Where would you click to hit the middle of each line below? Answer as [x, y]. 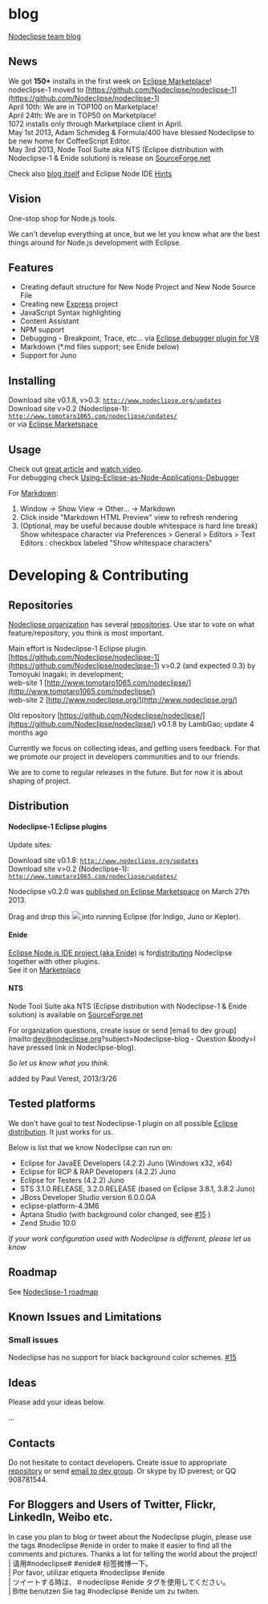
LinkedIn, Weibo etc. [61, 1517]
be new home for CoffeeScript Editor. [70, 141]
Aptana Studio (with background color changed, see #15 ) [115, 1214]
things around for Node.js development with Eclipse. [95, 242]
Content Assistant [49, 321]
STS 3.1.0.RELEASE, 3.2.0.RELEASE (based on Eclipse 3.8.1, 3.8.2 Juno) [137, 1189]
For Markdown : [33, 493]
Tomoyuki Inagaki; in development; [66, 674]
